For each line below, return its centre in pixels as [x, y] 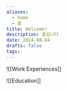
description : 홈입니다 [33, 35]
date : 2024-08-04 [28, 40]
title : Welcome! [27, 29]
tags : [13, 52]
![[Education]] [24, 80]
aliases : [17, 12]
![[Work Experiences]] [34, 69]
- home [20, 18]
